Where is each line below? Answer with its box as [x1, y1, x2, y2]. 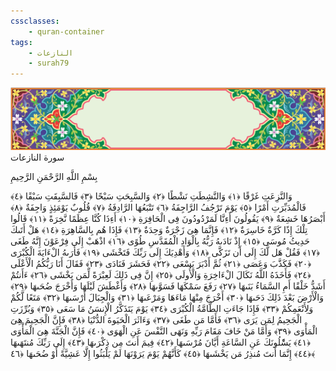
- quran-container [28, 26, 105, 37]
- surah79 [28, 58, 70, 69]
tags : [10, 37, 33, 47]
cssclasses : [10, 16, 60, 26]
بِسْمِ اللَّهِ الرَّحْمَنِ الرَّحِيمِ [10, 171, 98, 183]
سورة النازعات [10, 151, 65, 164]
